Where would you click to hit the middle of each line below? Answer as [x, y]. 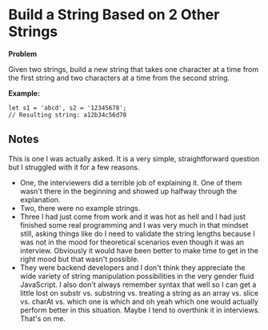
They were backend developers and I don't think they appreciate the [132, 267]
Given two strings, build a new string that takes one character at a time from [134, 69]
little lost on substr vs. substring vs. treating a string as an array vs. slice [139, 292]
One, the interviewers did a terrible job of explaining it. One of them [131, 182]
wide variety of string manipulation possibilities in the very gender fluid [137, 276]
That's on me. [43, 318]
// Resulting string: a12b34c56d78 [68, 115]
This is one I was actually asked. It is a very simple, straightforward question [134, 158]
